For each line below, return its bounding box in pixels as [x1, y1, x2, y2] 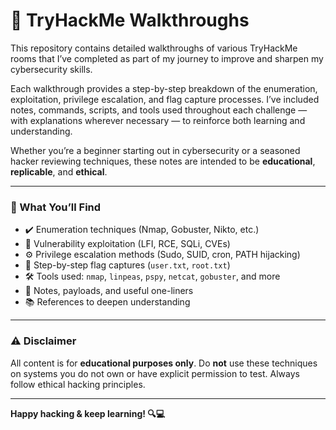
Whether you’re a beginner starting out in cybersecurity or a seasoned [10, 144, 301, 156]
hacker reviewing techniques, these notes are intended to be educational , [10, 155, 316, 167]
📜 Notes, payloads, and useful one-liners [24, 285, 194, 297]
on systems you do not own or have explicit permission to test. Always [10, 367, 300, 379]
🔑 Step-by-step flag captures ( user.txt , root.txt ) [24, 259, 231, 271]
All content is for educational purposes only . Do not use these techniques [10, 357, 318, 369]
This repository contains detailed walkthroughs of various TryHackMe [10, 42, 298, 54]
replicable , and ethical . [10, 165, 108, 178]
